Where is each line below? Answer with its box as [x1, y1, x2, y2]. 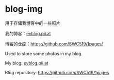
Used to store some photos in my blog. [5, 50, 82, 57]
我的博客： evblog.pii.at [5, 30, 51, 36]
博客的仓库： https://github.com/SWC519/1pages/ [5, 40, 103, 47]
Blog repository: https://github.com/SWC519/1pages [5, 69, 109, 75]
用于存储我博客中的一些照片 [5, 20, 61, 26]
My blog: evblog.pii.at [5, 60, 49, 66]
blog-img [5, 3, 43, 15]
